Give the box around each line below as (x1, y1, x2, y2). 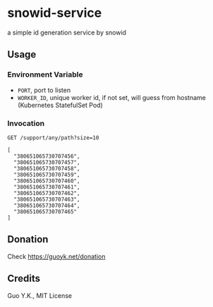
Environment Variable (7, 70, 83, 80)
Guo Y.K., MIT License (7, 291, 73, 300)
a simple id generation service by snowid (7, 28, 127, 37)
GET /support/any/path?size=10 (7, 134, 99, 142)
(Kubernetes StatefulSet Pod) (17, 101, 104, 109)
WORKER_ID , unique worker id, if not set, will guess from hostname (17, 93, 206, 101)
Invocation (7, 118, 44, 128)
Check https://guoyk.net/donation (7, 252, 106, 261)
